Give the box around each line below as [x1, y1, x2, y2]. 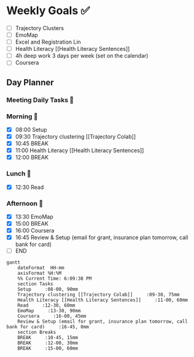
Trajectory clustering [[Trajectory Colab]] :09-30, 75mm [17, 292, 180, 298]
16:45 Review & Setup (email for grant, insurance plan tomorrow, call [15, 234, 188, 241]
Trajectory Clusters [15, 24, 64, 31]
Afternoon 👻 [6, 199, 44, 207]
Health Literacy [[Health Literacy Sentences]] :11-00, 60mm [17, 297, 188, 304]
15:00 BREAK [15, 220, 49, 227]
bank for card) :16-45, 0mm [6, 324, 89, 330]
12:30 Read [15, 183, 44, 191]
